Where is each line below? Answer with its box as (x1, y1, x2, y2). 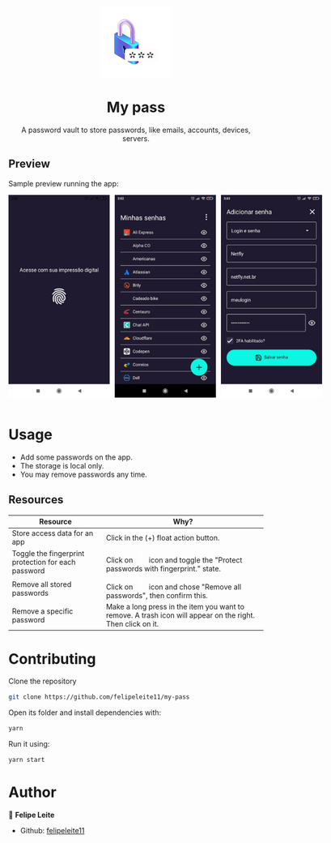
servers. (122, 133, 150, 143)
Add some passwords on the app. (19, 452, 134, 462)
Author (8, 783, 57, 802)
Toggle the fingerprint (11, 548, 85, 558)
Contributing (8, 649, 96, 668)
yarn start (8, 756, 45, 764)
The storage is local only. (19, 460, 104, 470)
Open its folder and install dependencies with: (8, 708, 162, 717)
